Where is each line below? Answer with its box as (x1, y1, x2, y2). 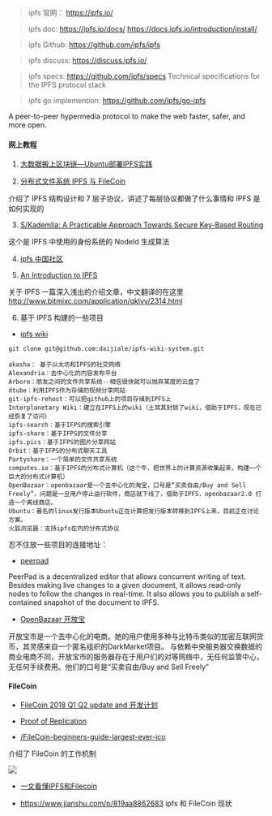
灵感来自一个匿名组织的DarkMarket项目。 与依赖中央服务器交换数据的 (29, 641, 263, 652)
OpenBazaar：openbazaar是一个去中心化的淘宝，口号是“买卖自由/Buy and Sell (8, 481, 247, 490)
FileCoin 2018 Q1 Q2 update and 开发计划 (19, 700, 158, 710)
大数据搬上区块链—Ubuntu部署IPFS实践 (19, 159, 153, 169)
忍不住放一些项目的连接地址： (8, 540, 108, 550)
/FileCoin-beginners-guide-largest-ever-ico (19, 732, 166, 742)
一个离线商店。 (14, 499, 57, 507)
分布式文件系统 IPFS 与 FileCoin (19, 176, 126, 186)
